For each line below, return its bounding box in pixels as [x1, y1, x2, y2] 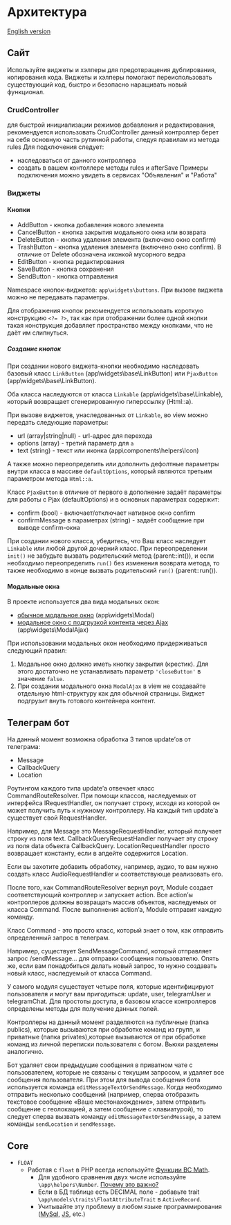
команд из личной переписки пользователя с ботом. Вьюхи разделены [7, 1040, 219, 1048]
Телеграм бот [7, 716, 70, 728]
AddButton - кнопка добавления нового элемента [17, 221, 165, 229]
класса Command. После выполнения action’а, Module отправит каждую [7, 906, 223, 914]
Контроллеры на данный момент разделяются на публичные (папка [7, 1018, 210, 1026]
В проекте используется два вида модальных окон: [7, 597, 160, 606]
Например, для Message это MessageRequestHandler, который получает [7, 827, 222, 836]
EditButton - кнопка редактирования [17, 258, 124, 266]
